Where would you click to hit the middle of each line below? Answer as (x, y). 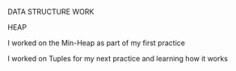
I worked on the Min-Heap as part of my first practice (96, 43)
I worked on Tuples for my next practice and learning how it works (118, 58)
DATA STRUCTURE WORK (51, 12)
